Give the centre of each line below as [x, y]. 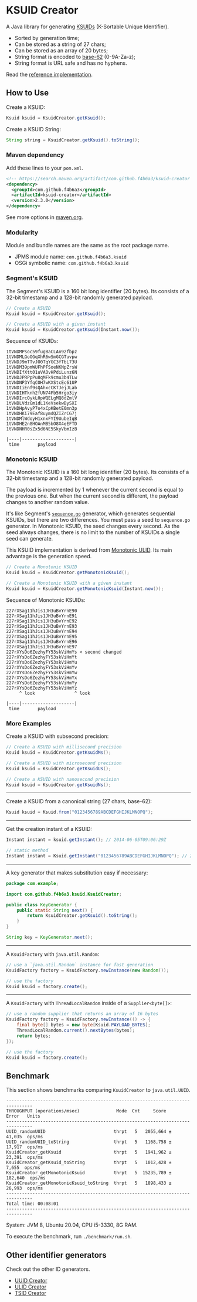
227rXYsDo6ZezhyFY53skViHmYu [42, 662]
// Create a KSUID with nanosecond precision [62, 779]
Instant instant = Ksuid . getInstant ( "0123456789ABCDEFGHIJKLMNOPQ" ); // [97, 856]
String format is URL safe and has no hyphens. [71, 63]
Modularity [22, 232]
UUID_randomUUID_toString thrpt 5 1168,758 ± [89, 1142]
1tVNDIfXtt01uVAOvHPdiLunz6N [42, 372]
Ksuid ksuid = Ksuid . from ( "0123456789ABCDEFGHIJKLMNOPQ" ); [80, 812]
